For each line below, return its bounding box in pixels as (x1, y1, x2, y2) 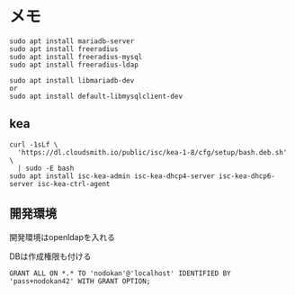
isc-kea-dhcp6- (219, 171, 276, 181)
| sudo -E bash (17, 164, 75, 173)
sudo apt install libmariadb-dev (9, 76, 135, 85)
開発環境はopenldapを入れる (9, 231, 115, 242)
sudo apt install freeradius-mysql (9, 52, 143, 61)
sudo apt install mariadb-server (9, 36, 135, 46)
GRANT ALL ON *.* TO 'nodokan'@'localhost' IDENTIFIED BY (9, 269, 231, 278)
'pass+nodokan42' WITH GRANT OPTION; (9, 276, 151, 286)
